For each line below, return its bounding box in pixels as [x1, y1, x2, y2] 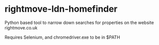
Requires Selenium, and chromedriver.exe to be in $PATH [4, 34, 121, 40]
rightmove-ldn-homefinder [4, 3, 118, 15]
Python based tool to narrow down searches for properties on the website [4, 20, 154, 25]
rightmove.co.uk [4, 24, 38, 30]
